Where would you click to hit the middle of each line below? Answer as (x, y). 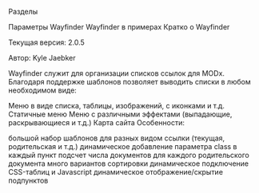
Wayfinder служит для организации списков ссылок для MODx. (117, 73)
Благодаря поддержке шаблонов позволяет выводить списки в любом (129, 82)
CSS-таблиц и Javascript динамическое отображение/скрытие (116, 172)
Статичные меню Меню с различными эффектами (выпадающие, (120, 114)
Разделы (23, 12)
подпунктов (28, 180)
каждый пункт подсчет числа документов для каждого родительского (129, 155)
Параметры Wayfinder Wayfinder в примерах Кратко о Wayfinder (119, 27)
